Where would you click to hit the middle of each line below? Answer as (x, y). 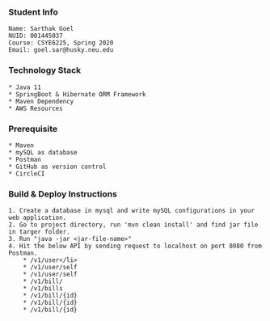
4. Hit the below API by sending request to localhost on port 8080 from (135, 246)
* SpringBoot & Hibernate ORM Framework (78, 94)
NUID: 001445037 (36, 36)
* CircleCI (27, 173)
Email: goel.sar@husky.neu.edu (61, 50)
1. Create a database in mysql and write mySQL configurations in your (131, 211)
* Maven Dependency (41, 101)
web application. (38, 218)
